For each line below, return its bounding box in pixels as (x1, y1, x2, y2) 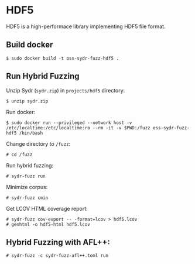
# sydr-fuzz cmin (6, 194, 49, 201)
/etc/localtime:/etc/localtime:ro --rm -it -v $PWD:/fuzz (6, 125, 150, 131)
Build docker (6, 40, 53, 50)
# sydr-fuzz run (6, 173, 46, 179)
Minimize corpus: (6, 183, 48, 190)
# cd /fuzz (6, 152, 33, 157)
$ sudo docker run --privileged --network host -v (6, 119, 132, 126)
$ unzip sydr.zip (6, 98, 49, 104)
